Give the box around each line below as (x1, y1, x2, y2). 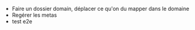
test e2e (11, 18, 33, 25)
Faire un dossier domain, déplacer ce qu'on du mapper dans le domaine (11, 5, 190, 12)
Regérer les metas (11, 11, 57, 19)
